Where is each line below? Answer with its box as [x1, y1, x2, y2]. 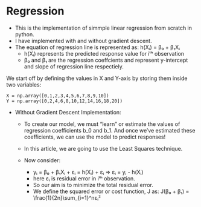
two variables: [6, 80, 42, 88]
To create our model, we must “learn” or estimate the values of [24, 120, 180, 128]
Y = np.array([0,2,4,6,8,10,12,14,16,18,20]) [6, 98, 123, 104]
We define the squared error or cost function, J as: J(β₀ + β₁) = [33, 188, 190, 195]
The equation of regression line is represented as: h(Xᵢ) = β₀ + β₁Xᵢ [14, 44, 180, 51]
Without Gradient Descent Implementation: [14, 108, 122, 116]
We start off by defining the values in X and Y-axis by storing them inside [6, 74, 188, 82]
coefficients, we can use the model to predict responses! [24, 133, 166, 140]
